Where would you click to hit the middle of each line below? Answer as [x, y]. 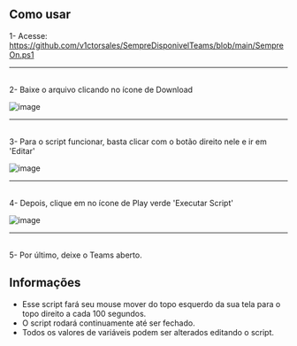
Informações [45, 283]
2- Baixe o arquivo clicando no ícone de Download [101, 89]
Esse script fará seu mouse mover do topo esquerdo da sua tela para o [151, 304]
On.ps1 [22, 54]
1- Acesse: [28, 35]
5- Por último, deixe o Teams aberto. [76, 255]
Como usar [40, 15]
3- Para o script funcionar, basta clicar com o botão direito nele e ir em [138, 142]
